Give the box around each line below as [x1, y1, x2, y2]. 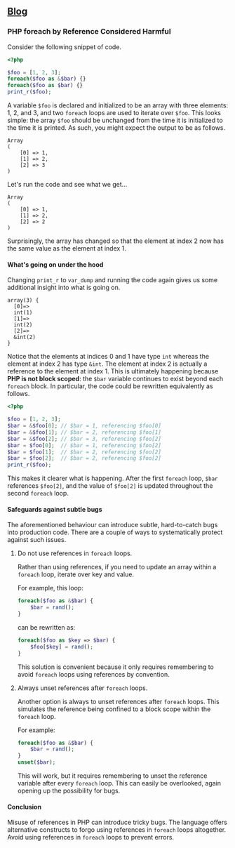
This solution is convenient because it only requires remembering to [17, 663, 214, 671]
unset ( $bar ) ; [17, 759, 56, 766]
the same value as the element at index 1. [7, 244, 126, 253]
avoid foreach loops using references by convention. [17, 670, 170, 678]
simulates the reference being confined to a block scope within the [17, 705, 211, 713]
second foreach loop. [7, 489, 69, 498]
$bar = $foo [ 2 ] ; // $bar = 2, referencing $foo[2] [7, 455, 161, 462]
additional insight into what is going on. [7, 284, 121, 292]
